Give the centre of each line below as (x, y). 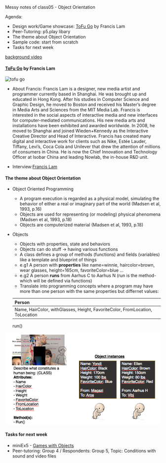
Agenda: (14, 17)
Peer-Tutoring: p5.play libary (41, 31)
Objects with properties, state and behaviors (65, 244)
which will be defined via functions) (56, 281)
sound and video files (34, 456)
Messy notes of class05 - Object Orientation (50, 7)
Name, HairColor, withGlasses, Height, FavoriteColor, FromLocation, (83, 310)
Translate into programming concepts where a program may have (86, 286)
